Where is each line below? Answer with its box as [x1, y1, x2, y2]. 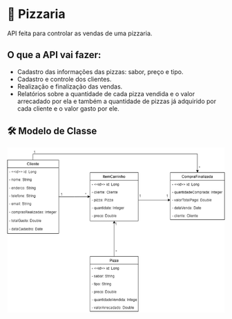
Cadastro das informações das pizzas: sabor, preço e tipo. [17, 67, 184, 75]
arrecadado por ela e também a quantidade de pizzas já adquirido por [17, 97, 216, 105]
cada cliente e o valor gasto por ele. [17, 104, 119, 113]
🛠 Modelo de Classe [7, 125, 97, 137]
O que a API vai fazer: [7, 49, 101, 61]
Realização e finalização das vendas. [17, 82, 123, 91]
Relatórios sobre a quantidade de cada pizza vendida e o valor [17, 89, 195, 98]
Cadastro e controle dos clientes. [17, 75, 112, 83]
